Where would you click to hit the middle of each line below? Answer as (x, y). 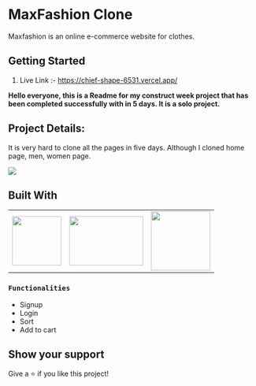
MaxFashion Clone (70, 15)
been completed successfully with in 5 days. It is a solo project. (114, 103)
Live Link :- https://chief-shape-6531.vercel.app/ (98, 80)
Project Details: (46, 129)
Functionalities (39, 288)
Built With (33, 195)
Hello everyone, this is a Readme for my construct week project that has (128, 95)
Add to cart (38, 329)
